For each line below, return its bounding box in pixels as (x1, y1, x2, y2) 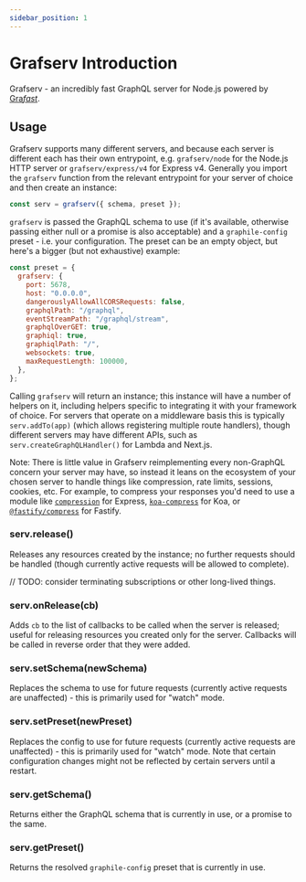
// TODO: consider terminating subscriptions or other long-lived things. (9, 576, 277, 587)
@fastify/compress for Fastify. (9, 505, 121, 516)
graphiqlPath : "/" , (26, 340, 100, 349)
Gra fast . (9, 92, 41, 103)
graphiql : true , (26, 331, 89, 341)
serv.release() (9, 527, 74, 540)
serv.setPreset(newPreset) (9, 715, 132, 728)
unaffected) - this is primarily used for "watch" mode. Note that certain (9, 746, 277, 757)
